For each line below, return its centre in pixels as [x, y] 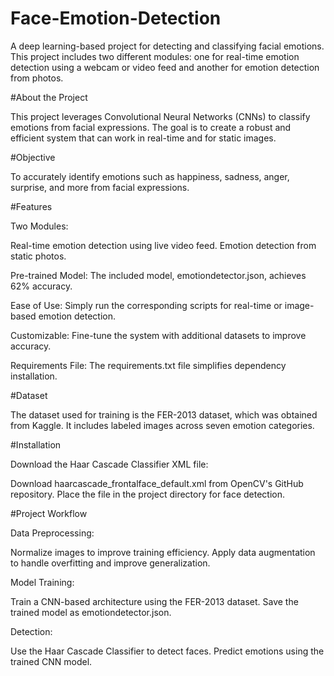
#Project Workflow [49, 513]
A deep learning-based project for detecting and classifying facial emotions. [167, 46]
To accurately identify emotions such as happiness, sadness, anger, [150, 176]
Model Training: [42, 582]
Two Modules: [39, 226]
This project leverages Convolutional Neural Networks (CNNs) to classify [160, 116]
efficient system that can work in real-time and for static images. [143, 138]
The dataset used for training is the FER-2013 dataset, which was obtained [164, 414]
